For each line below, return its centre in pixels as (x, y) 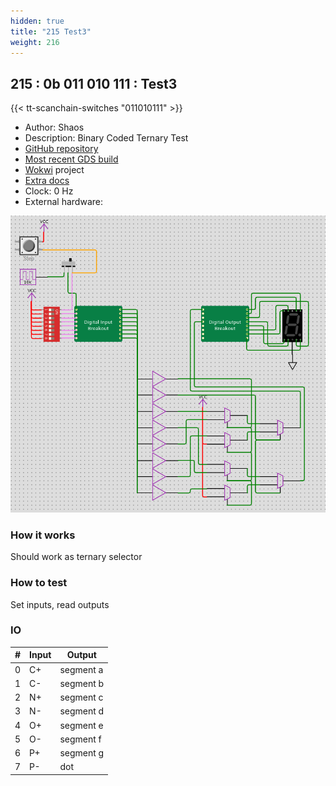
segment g (82, 753)
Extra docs (47, 181)
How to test (39, 583)
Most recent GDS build (71, 159)
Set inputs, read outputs (60, 604)
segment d (82, 711)
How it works (43, 535)
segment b (82, 683)
